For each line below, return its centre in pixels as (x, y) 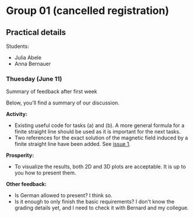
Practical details (36, 32)
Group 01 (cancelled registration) (88, 11)
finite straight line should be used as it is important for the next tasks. (97, 132)
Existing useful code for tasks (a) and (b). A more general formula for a (99, 125)
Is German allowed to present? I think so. (63, 195)
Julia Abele (28, 57)
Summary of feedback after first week (52, 92)
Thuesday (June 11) (34, 79)
